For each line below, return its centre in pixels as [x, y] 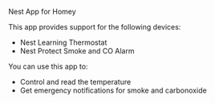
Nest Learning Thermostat [63, 42]
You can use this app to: [48, 66]
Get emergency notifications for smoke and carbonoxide [113, 90]
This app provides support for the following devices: [95, 27]
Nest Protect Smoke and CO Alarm [77, 51]
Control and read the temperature [75, 82]
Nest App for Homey [42, 12]
